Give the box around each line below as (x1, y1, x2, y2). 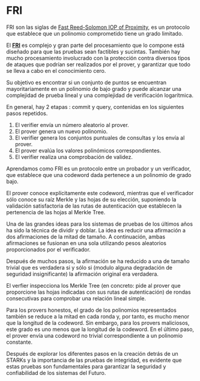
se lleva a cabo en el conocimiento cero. (6, 67, 106, 74)
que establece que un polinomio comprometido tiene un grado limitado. (6, 29, 183, 37)
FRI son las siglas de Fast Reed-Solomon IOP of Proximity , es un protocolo (6, 23, 190, 31)
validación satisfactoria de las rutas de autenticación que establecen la (6, 202, 182, 209)
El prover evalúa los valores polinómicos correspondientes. (14, 147, 162, 154)
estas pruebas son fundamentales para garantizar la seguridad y (6, 362, 166, 370)
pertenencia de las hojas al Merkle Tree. (6, 208, 106, 215)
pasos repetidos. (6, 110, 48, 117)
